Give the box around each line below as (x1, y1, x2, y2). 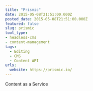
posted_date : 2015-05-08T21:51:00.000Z (5, 16, 88, 21)
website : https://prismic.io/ (9, 68, 72, 73)
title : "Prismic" (5, 7, 41, 12)
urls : (5, 63, 16, 68)
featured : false (5, 21, 39, 26)
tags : (5, 44, 16, 49)
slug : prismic (5, 26, 35, 31)
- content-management (5, 40, 50, 45)
